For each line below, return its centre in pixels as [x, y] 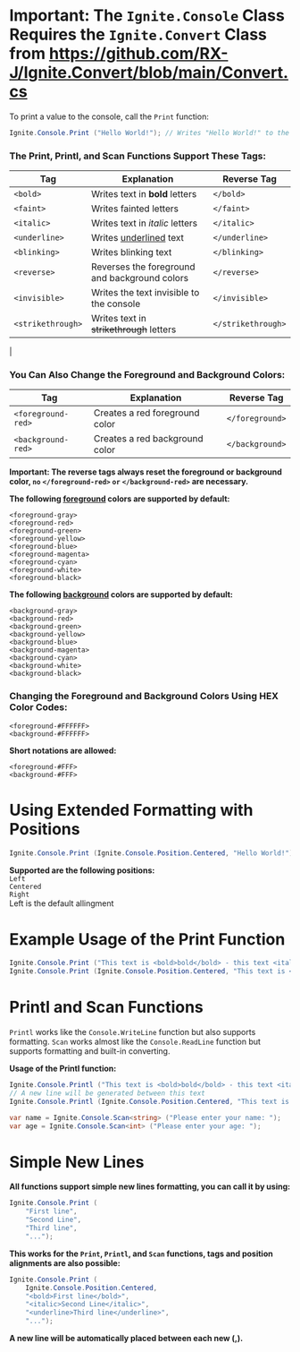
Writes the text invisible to [145, 293]
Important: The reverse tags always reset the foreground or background [146, 472]
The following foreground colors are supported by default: [120, 499]
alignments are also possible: [65, 1262]
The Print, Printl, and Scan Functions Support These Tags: [137, 156]
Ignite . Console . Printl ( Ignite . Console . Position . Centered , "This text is [150, 1101]
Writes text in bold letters [144, 194]
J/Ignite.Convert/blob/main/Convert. [149, 73]
